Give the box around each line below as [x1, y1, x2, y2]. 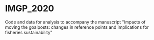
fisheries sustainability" [5, 29, 52, 35]
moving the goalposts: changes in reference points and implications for [5, 24, 149, 30]
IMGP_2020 [5, 3, 54, 14]
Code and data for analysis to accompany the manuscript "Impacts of [5, 19, 146, 25]
